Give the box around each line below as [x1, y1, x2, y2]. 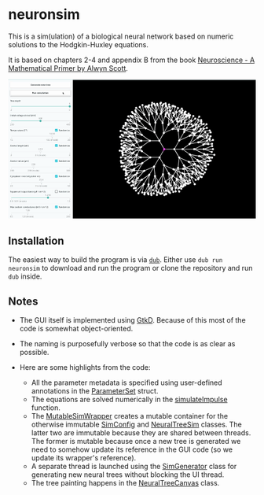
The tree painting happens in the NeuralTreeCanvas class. [31, 478, 220, 488]
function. [31, 403, 60, 412]
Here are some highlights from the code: [19, 363, 151, 372]
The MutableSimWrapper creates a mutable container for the [31, 412, 229, 421]
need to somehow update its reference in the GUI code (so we [31, 445, 233, 454]
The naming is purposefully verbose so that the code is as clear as [19, 339, 236, 349]
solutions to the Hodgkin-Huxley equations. [8, 39, 149, 49]
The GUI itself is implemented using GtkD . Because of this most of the [19, 316, 246, 325]
